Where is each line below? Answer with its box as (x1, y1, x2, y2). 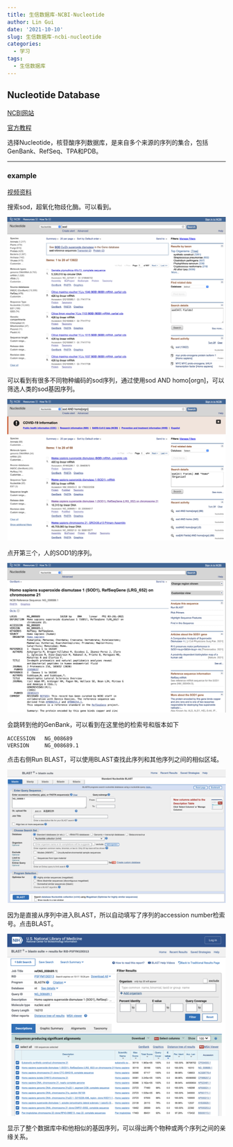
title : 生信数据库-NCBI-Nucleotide (7, 11, 105, 18)
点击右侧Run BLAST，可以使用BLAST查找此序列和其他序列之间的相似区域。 (7, 755, 223, 764)
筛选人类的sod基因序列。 (7, 385, 79, 393)
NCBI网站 (7, 109, 35, 117)
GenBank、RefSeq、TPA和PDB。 (7, 147, 103, 155)
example (7, 171, 37, 181)
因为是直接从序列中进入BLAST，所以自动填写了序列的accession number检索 (7, 911, 225, 920)
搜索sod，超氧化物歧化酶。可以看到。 (7, 202, 116, 211)
